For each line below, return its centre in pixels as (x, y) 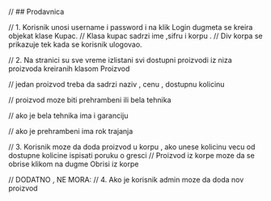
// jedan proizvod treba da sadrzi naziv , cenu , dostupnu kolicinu (116, 84)
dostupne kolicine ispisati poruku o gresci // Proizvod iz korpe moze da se (131, 155)
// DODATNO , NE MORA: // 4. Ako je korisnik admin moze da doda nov (126, 180)
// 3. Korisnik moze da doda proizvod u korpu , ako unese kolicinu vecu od (132, 147)
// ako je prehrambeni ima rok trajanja (71, 131)
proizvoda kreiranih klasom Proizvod (69, 69)
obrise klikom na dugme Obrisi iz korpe (74, 164)
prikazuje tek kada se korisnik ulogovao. (76, 44)
